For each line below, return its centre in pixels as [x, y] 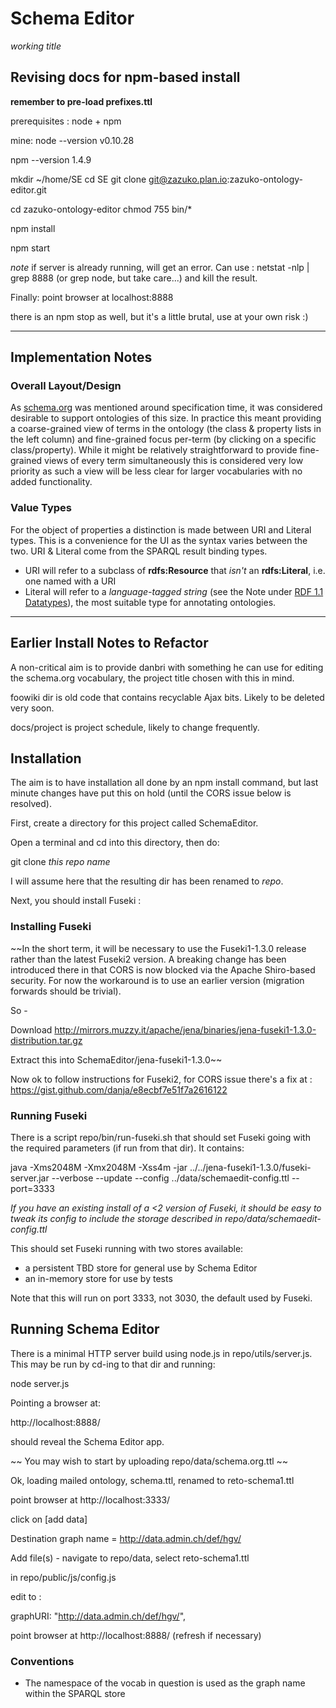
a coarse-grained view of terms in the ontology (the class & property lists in [166, 429]
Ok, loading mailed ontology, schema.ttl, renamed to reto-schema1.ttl [152, 1480]
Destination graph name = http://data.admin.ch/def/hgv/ [126, 1538]
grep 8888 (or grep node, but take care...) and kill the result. [134, 278]
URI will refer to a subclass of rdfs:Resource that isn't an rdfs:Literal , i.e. [175, 570]
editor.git [28, 189]
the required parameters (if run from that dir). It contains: [127, 1148]
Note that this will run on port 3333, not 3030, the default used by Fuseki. [161, 1298]
